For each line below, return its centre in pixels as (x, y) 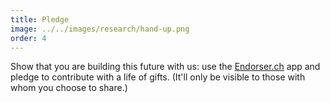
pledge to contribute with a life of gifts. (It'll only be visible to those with (158, 77)
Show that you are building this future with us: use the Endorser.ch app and (165, 67)
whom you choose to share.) (69, 88)
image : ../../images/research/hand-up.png (100, 29)
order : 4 (28, 38)
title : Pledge (40, 19)
